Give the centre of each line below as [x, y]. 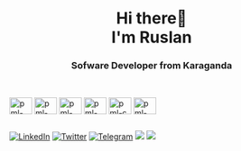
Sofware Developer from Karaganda [152, 66]
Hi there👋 [152, 18]
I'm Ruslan [152, 37]
